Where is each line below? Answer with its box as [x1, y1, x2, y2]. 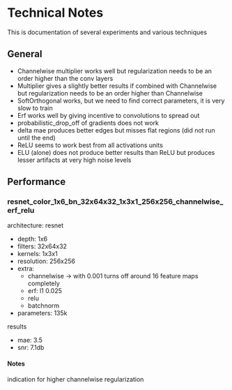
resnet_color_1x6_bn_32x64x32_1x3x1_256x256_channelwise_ [7, 197, 224, 207]
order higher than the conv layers [17, 74, 114, 82]
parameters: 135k [17, 309, 68, 317]
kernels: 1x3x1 [17, 250, 58, 258]
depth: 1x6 [17, 235, 47, 243]
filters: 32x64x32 [17, 242, 68, 250]
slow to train [17, 103, 54, 112]
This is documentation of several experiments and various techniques [7, 28, 208, 36]
